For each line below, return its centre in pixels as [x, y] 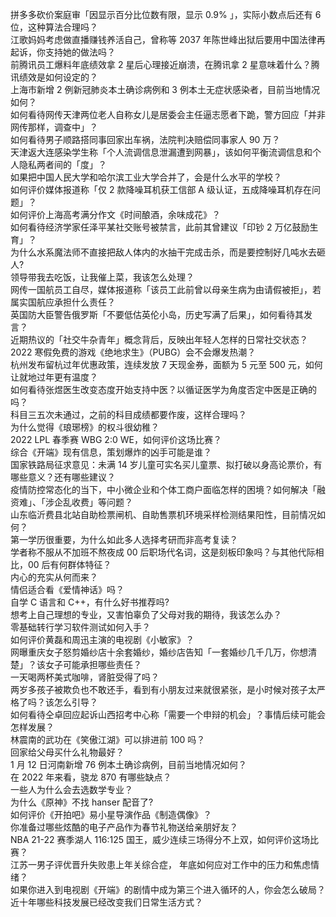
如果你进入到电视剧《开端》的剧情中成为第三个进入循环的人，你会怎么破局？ [168, 889]
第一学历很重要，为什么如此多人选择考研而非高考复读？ [124, 539]
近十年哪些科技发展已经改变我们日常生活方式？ [106, 902]
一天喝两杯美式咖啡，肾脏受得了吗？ [85, 677]
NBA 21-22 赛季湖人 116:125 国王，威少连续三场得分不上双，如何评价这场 [160, 839]
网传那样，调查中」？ [54, 127]
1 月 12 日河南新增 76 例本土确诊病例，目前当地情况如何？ [128, 764]
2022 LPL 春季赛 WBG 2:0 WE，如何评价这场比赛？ [116, 439]
